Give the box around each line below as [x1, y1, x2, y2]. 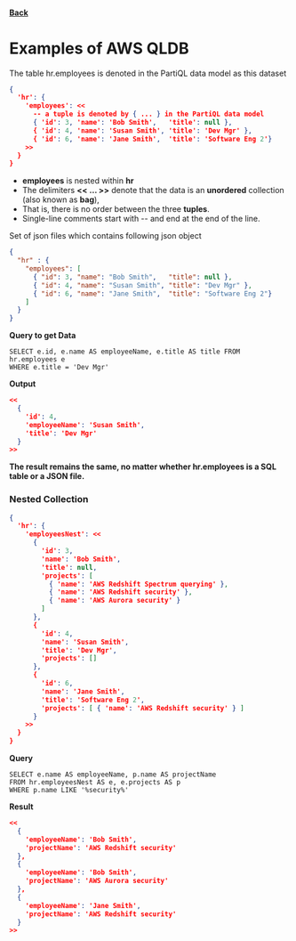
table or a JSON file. [9, 471, 85, 482]
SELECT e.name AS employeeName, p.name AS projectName [9, 770, 217, 779]
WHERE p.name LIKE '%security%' [9, 786, 129, 795]
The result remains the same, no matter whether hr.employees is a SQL [9, 461, 277, 472]
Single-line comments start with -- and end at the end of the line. [21, 214, 260, 224]
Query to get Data [9, 330, 76, 341]
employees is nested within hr [21, 175, 134, 186]
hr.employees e [9, 355, 66, 364]
